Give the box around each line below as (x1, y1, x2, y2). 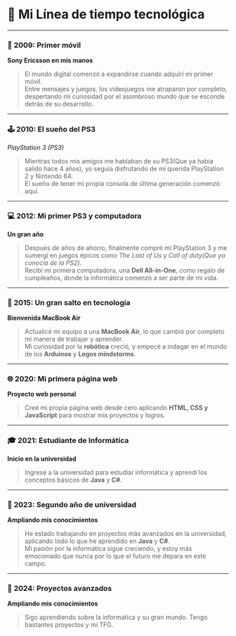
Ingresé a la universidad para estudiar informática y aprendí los (24, 468, 207, 476)
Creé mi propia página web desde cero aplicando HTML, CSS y (24, 404, 209, 412)
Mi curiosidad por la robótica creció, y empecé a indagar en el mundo (24, 342, 228, 351)
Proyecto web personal (7, 390, 77, 399)
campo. (24, 559, 47, 568)
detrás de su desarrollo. (24, 100, 93, 108)
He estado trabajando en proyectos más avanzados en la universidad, (24, 530, 227, 538)
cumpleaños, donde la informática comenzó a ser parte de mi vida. (24, 273, 219, 282)
